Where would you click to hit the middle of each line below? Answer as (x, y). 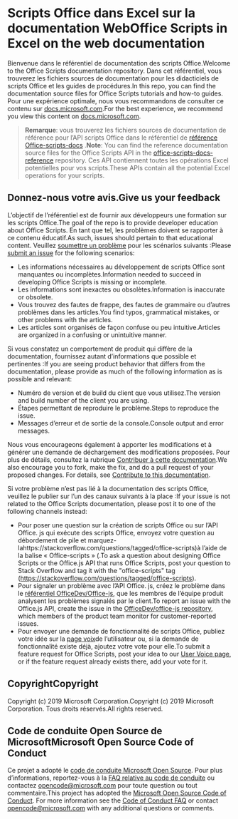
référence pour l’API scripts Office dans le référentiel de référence (121, 138)
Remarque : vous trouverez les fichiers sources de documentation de (125, 130)
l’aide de (215, 547)
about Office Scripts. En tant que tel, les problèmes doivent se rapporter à (115, 230)
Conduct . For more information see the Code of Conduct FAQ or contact (113, 800)
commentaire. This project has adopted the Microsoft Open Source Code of (117, 793)
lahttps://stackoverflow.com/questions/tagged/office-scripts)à (109, 547)
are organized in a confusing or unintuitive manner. (92, 335)
